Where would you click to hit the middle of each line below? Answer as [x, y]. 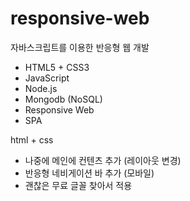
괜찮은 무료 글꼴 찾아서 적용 [78, 185]
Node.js [41, 88]
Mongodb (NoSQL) [63, 99]
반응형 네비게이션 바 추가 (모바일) [89, 173]
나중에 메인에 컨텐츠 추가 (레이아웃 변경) [103, 160]
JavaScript [47, 78]
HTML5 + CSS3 [57, 67]
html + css [32, 139]
